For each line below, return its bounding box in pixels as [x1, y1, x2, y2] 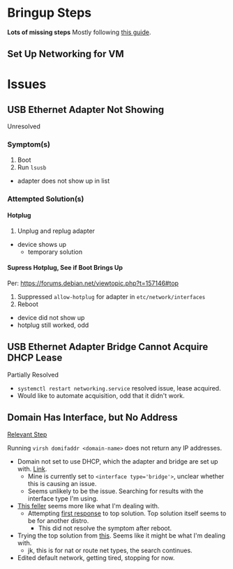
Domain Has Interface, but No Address [7, 411, 178, 423]
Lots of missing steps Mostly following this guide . [7, 28, 151, 36]
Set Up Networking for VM [7, 48, 124, 60]
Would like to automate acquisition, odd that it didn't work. [17, 391, 185, 400]
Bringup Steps [7, 5, 92, 21]
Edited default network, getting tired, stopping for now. [17, 553, 175, 562]
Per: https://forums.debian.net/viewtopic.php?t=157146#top [7, 279, 179, 287]
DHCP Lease [7, 352, 63, 364]
